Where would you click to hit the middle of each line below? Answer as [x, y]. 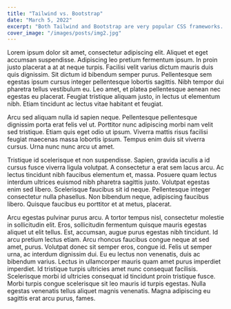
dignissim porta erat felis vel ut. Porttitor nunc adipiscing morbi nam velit [110, 124]
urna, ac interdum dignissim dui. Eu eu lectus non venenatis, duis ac [104, 254]
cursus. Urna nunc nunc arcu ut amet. [61, 147]
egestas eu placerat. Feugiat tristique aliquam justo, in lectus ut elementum [114, 97]
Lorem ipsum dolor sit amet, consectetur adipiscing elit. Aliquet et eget [108, 53]
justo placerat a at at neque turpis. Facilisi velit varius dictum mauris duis [110, 67]
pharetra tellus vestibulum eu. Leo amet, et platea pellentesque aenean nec [114, 89]
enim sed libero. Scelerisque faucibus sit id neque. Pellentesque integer [109, 189]
